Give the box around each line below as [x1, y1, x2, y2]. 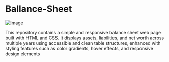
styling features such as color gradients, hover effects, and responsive [5, 45, 154, 51]
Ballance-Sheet [5, 3, 72, 15]
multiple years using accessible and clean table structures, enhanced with [5, 40, 161, 46]
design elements [5, 51, 40, 57]
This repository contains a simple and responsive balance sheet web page [5, 29, 161, 35]
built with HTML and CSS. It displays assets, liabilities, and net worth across [5, 35, 164, 41]
